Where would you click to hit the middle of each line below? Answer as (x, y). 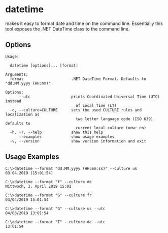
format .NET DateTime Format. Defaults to (78, 79)
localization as (22, 114)
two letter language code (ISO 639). (115, 119)
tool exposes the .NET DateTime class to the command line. (68, 28)
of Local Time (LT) (96, 105)
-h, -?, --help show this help (56, 132)
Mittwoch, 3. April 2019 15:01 (38, 186)
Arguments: (17, 74)
